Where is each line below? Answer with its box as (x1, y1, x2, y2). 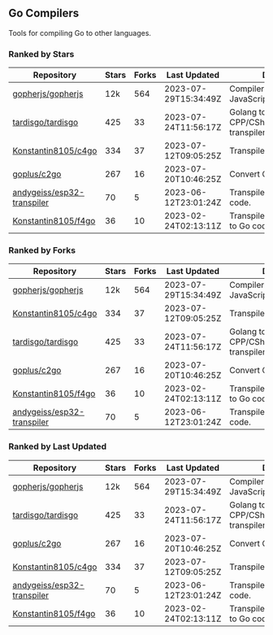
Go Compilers (8, 7, 80, 20)
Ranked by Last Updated (8, 441, 107, 452)
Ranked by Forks (8, 245, 76, 256)
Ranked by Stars (8, 48, 75, 59)
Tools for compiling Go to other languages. (8, 28, 152, 37)
